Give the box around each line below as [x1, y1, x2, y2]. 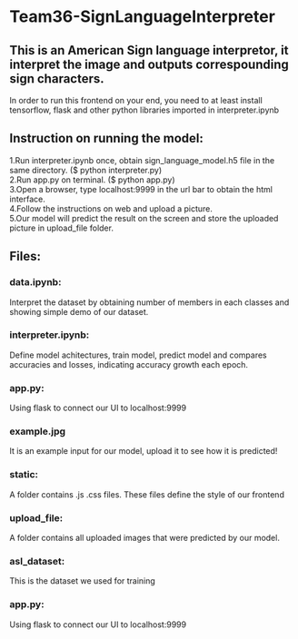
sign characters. [9, 71, 104, 86]
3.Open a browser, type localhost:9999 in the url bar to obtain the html [9, 183, 273, 194]
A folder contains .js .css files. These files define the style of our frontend [9, 488, 284, 500]
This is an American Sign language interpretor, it [9, 43, 289, 58]
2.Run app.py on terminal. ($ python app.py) [9, 174, 175, 185]
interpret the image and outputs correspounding [9, 56, 289, 72]
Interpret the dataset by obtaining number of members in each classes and [9, 297, 290, 308]
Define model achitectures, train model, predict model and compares [9, 349, 267, 360]
